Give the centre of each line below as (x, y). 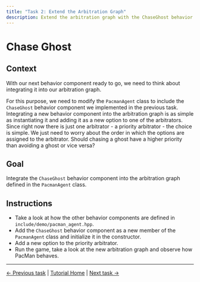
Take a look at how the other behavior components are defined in (95, 218)
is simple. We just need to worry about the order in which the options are (95, 132)
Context (21, 69)
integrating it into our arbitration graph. (54, 89)
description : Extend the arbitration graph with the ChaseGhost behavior (100, 17)
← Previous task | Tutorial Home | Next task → (63, 273)
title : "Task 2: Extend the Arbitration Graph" (66, 12)
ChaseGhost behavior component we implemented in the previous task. (92, 107)
